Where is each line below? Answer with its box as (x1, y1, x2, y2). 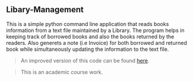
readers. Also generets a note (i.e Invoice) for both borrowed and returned (6, 39, 188, 46)
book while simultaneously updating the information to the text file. (6, 46, 169, 53)
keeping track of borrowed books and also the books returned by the (6, 33, 175, 40)
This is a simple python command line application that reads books (6, 20, 169, 27)
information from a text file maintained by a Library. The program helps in (6, 27, 185, 34)
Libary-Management (6, 5, 84, 15)
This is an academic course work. (20, 68, 104, 76)
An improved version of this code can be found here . (20, 57, 150, 64)
